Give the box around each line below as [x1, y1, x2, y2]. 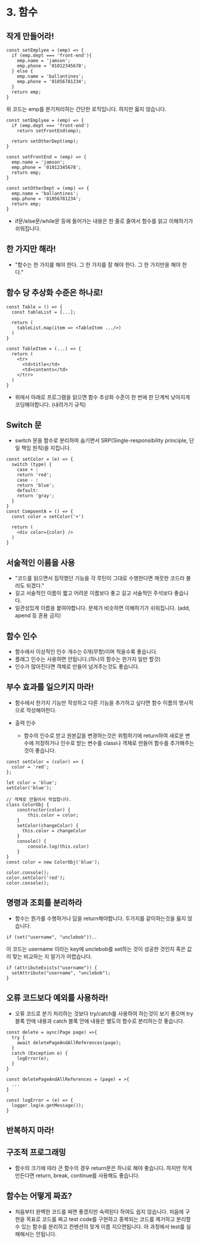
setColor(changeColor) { [17, 822, 79, 829]
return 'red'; [17, 472, 52, 478]
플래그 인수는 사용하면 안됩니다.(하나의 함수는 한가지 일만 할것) [14, 656, 161, 663]
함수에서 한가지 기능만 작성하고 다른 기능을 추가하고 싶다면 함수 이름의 [14, 699, 178, 706]
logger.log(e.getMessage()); [11, 1102, 84, 1108]
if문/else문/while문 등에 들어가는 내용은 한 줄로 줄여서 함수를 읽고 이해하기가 [14, 217, 193, 224]
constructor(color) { [17, 807, 70, 813]
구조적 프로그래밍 [6, 1147, 66, 1158]
